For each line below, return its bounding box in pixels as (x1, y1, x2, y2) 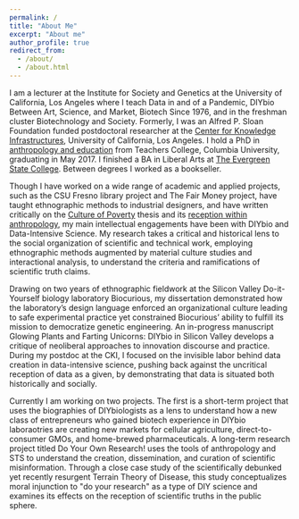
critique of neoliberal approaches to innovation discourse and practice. (9, 340, 270, 351)
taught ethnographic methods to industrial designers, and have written (9, 199, 269, 210)
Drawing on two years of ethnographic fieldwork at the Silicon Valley (9, 283, 262, 294)
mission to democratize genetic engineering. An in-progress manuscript (9, 321, 274, 331)
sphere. (9, 499, 37, 510)
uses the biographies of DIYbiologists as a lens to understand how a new (9, 405, 278, 415)
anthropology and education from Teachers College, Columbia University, (9, 144, 280, 155)
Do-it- (262, 283, 286, 294)
